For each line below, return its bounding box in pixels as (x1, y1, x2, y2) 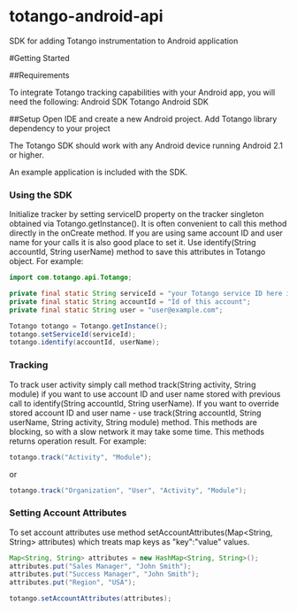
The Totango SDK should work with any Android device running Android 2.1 (9, 140, 284, 151)
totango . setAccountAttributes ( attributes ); (9, 594, 172, 603)
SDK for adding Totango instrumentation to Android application (9, 35, 239, 46)
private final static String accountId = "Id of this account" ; (9, 297, 251, 306)
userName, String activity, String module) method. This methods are (9, 416, 258, 427)
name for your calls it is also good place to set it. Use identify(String (9, 237, 256, 248)
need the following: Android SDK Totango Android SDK (9, 96, 209, 107)
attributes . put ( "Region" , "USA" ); (9, 578, 137, 587)
